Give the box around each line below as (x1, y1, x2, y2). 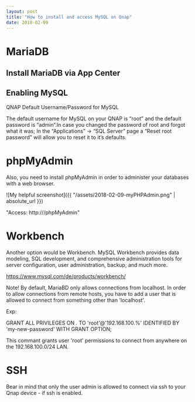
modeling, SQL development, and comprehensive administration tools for (6, 255, 183, 262)
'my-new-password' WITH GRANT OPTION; (6, 325, 112, 332)
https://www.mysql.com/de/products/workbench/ (6, 272, 126, 279)
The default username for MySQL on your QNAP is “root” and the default (6, 115, 182, 122)
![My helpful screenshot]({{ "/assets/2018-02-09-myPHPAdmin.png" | (6, 191, 176, 198)
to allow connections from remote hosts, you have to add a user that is (6, 290, 176, 297)
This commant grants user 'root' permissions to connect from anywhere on (6, 337, 187, 344)
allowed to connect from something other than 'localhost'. (6, 296, 145, 303)
